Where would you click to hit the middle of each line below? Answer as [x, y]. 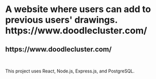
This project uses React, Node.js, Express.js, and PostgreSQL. [70, 71]
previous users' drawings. [62, 20]
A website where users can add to [78, 9]
